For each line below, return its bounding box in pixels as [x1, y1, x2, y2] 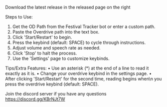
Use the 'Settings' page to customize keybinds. [12, 55, 110, 61]
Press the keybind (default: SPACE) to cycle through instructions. [12, 39, 146, 45]
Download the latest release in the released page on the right [5, 4, 131, 10]
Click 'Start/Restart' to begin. [12, 34, 72, 40]
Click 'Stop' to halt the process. [12, 50, 77, 56]
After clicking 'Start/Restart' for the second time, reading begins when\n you [5, 76, 162, 81]
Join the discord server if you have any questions [5, 91, 107, 96]
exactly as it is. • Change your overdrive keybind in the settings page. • [5, 70, 152, 76]
